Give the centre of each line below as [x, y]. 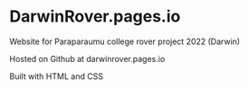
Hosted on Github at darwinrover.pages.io [87, 58]
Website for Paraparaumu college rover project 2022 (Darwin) [125, 41]
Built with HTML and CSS [57, 76]
